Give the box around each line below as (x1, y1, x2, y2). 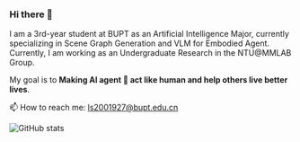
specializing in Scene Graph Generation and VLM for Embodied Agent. (9, 38, 270, 49)
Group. (9, 58, 35, 68)
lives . (9, 84, 30, 95)
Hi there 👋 (9, 8, 54, 21)
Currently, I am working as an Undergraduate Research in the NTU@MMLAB (9, 48, 292, 58)
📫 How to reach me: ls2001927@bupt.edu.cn (9, 102, 179, 113)
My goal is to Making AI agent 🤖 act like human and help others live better (9, 75, 288, 85)
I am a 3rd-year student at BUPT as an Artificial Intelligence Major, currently (9, 29, 290, 40)
